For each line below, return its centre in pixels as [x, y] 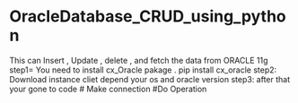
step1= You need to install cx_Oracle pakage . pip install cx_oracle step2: [143, 70]
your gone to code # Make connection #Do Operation [108, 89]
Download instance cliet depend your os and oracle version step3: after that [150, 79]
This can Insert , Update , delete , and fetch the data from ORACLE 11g [139, 60]
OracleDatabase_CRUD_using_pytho [148, 17]
